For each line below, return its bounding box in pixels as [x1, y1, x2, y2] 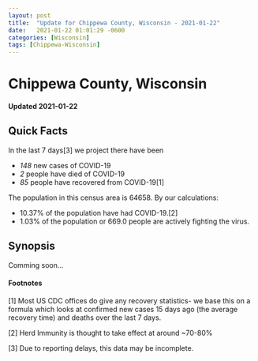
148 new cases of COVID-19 [19, 160, 111, 170]
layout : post [8, 11, 51, 20]
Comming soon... [8, 260, 64, 269]
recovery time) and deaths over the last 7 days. [8, 313, 162, 322]
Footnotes [8, 278, 43, 288]
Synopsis [8, 239, 55, 253]
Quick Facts [8, 124, 69, 138]
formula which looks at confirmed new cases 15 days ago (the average [8, 304, 238, 314]
